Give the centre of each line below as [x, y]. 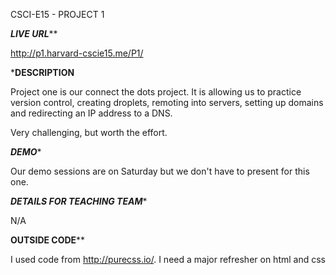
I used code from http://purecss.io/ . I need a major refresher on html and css [168, 259]
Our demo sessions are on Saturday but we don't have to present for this [160, 171]
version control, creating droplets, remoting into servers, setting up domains [167, 102]
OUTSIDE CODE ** [48, 240]
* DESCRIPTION [42, 72]
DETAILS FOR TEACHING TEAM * [79, 201]
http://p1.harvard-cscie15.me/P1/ [77, 53]
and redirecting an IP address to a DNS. [91, 113]
